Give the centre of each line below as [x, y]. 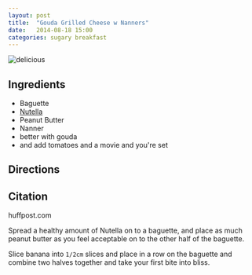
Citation [28, 196]
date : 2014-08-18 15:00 [50, 30]
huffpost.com [30, 215]
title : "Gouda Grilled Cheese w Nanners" [79, 23]
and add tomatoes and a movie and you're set [94, 145]
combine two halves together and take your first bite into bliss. [109, 262]
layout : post [29, 15]
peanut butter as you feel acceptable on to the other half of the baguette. [126, 239]
